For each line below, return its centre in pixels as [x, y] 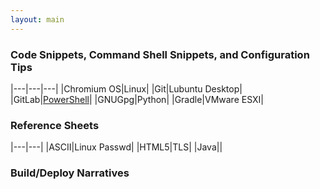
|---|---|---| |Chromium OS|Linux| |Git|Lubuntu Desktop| [126, 88]
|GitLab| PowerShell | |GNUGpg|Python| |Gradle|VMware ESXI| [137, 99]
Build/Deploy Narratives [70, 173]
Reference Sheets [55, 125]
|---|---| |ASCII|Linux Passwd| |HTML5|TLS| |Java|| [116, 147]
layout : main [37, 19]
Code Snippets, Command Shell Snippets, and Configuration [160, 54]
